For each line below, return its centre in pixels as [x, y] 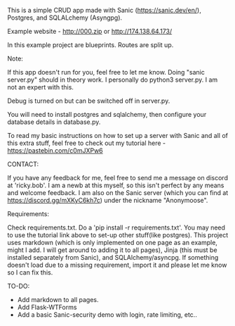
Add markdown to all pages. [58, 300]
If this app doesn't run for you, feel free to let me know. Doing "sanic [106, 72]
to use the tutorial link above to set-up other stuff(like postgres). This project [118, 235]
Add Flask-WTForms [47, 307]
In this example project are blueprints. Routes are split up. [90, 45]
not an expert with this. [40, 87]
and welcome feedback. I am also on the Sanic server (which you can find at [118, 193]
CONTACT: [23, 164]
